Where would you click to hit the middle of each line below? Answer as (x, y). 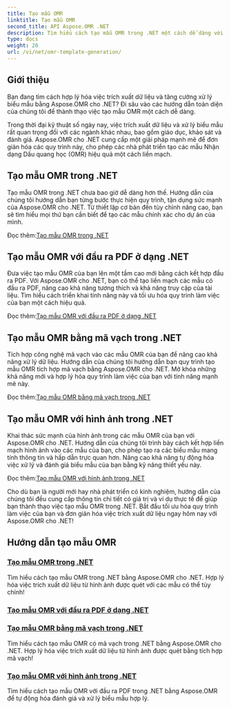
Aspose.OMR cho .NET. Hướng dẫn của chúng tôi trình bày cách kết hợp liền (115, 443)
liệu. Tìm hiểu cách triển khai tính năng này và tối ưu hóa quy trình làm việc (113, 295)
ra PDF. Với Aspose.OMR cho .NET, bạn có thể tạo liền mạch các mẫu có (110, 281)
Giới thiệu (28, 80)
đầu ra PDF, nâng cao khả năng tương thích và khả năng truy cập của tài (110, 288)
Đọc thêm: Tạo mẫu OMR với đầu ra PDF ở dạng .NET (82, 316)
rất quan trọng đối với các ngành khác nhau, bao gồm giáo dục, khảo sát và (114, 132)
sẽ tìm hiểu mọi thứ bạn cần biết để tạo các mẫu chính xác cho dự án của (111, 214)
